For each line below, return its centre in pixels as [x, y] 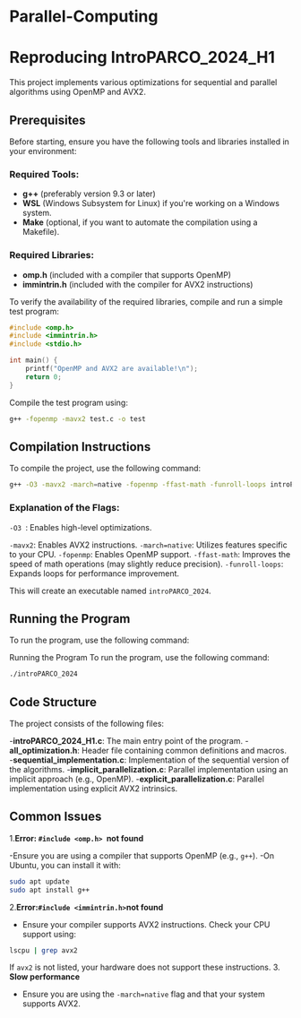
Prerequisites [47, 120]
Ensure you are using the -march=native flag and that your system [144, 994]
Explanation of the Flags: [64, 508]
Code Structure [53, 702]
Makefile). [41, 232]
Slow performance [45, 977]
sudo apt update [39, 881]
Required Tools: [44, 174]
